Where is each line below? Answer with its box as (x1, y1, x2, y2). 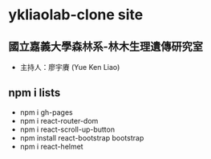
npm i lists (8, 86, 61, 100)
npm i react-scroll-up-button (19, 124, 115, 134)
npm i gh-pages (19, 107, 74, 117)
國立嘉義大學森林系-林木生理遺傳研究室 (8, 39, 203, 53)
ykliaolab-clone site (8, 6, 144, 24)
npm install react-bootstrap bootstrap (19, 132, 144, 142)
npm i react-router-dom (19, 116, 99, 125)
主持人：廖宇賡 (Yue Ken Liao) (19, 63, 120, 71)
